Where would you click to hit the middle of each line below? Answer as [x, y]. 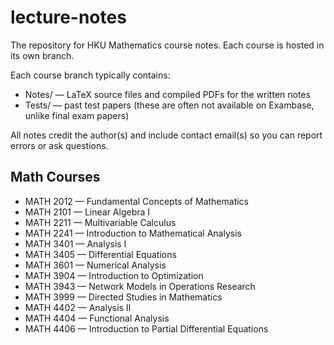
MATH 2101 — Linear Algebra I [87, 212]
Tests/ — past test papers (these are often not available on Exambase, [169, 105]
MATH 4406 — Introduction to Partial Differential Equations [146, 328]
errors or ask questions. [59, 145]
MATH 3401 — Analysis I [75, 243]
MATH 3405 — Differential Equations [100, 254]
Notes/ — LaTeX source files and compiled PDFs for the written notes [167, 94]
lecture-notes [68, 17]
